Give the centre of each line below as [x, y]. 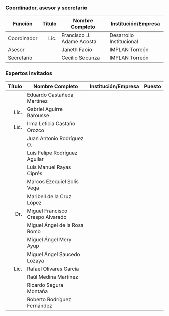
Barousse [38, 115]
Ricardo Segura [45, 285]
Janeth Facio [77, 50]
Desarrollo [122, 35]
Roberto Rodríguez [49, 299]
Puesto [153, 86]
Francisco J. [76, 35]
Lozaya [35, 260]
